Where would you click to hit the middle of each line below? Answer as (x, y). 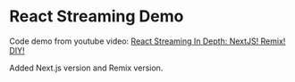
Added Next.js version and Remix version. (86, 68)
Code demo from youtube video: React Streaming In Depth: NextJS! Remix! (147, 41)
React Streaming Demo (97, 16)
